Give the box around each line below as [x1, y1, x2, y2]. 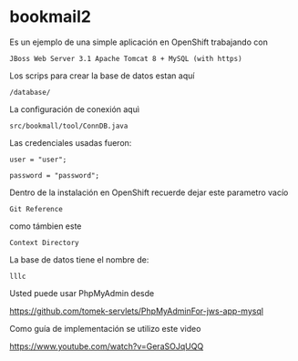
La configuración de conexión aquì [9, 103, 139, 115]
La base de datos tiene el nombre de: [9, 253, 149, 265]
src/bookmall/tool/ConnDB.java [9, 121, 128, 130]
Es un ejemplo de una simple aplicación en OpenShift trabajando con [9, 36, 269, 47]
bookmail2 [9, 6, 91, 27]
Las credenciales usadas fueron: [9, 137, 132, 148]
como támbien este [9, 221, 82, 232]
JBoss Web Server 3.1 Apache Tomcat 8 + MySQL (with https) [9, 54, 243, 63]
